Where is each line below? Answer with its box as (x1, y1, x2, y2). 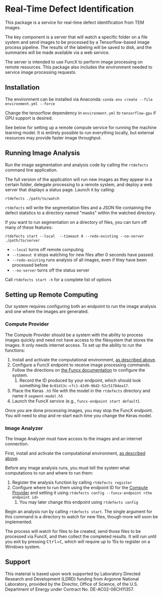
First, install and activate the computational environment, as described (5, 450, 146, 456)
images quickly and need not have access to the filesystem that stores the (5, 337, 154, 343)
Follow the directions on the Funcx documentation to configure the (12, 367, 146, 373)
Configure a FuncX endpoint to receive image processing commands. (12, 362, 151, 368)
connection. (5, 441, 29, 446)
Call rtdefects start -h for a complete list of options (5, 276, 112, 282)
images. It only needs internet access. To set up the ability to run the (5, 342, 142, 348)
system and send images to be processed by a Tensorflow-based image (5, 39, 150, 45)
